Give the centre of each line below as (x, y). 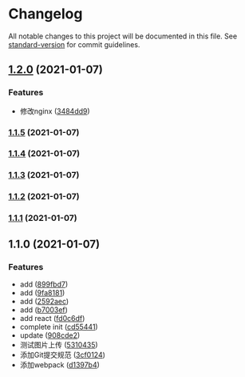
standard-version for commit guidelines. (74, 44)
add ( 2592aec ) (44, 301)
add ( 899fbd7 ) (44, 284)
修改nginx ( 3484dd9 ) (55, 111)
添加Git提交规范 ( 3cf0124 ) (63, 355)
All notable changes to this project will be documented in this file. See (123, 36)
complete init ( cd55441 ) (59, 327)
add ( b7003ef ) (43, 310)
